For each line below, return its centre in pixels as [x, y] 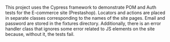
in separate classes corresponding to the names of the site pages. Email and [85, 18]
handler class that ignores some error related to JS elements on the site [80, 29]
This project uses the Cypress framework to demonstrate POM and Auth [81, 7]
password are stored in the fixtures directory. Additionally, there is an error [83, 23]
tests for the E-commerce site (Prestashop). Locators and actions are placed [85, 13]
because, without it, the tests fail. [40, 34]
